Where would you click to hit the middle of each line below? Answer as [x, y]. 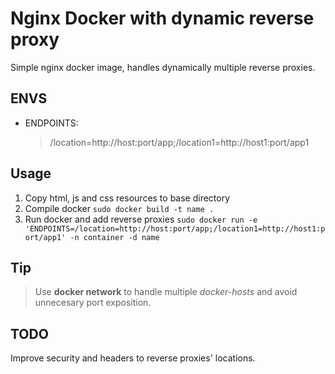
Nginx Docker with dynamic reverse [162, 18]
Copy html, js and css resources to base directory [127, 198]
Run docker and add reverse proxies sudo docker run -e [141, 219]
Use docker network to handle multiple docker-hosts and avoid [166, 292]
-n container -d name [114, 237]
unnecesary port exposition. [93, 303]
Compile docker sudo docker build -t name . [119, 208]
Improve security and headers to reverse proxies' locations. [133, 358]
